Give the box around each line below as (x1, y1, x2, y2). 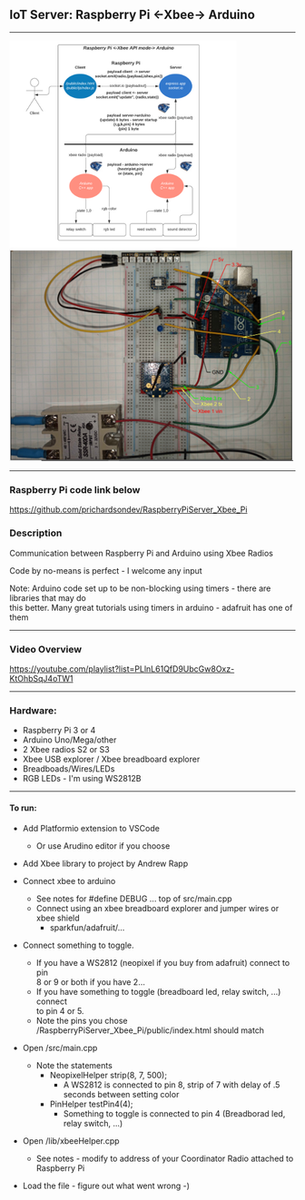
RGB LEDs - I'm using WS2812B (22, 773, 142, 784)
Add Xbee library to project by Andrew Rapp (22, 858, 189, 869)
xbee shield (35, 912, 80, 923)
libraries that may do (9, 592, 86, 603)
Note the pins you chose (35, 1015, 129, 1026)
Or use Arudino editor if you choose (35, 840, 171, 851)
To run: (9, 802, 37, 813)
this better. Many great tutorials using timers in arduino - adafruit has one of (9, 602, 293, 613)
